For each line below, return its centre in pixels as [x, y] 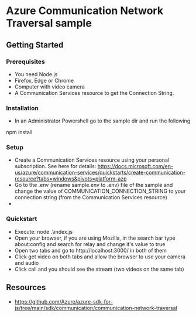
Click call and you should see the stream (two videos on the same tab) [99, 269]
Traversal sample [49, 23]
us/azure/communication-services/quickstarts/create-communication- [100, 173]
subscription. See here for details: [55, 166]
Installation [23, 108]
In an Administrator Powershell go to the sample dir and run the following [102, 121]
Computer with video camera [49, 87]
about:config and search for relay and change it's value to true [90, 244]
